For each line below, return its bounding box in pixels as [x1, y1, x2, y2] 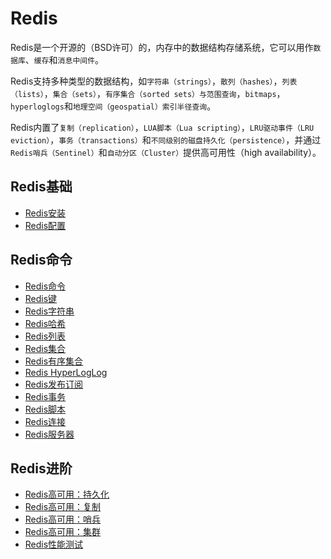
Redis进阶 [10, 460, 73, 477]
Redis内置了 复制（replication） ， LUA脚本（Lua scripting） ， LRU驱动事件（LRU [10, 121, 315, 133]
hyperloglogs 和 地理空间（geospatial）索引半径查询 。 [10, 100, 217, 112]
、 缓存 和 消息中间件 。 [24, 53, 105, 66]
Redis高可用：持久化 [24, 488, 110, 501]
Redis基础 [10, 178, 73, 196]
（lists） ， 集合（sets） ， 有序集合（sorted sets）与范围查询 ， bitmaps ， [10, 87, 286, 99]
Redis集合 [24, 342, 67, 354]
